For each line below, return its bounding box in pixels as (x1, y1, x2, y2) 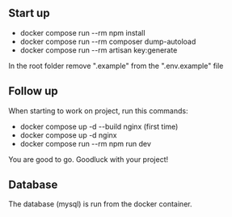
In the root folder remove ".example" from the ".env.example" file (8, 61, 224, 70)
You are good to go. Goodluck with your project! (8, 154, 169, 164)
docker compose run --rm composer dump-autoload (19, 36, 196, 46)
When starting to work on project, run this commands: (8, 105, 188, 116)
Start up (8, 6, 50, 20)
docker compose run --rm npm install (19, 28, 146, 37)
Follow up (8, 84, 58, 98)
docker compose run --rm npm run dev (19, 138, 152, 148)
